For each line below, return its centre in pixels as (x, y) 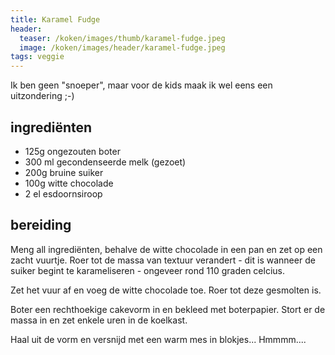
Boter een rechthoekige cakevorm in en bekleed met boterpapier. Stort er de (168, 309)
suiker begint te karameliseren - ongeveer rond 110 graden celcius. (148, 270)
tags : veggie (37, 57)
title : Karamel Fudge (55, 19)
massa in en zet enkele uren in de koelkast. (99, 320)
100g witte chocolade (69, 183)
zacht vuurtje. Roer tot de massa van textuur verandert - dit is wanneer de (163, 260)
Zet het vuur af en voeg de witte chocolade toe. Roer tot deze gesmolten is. (166, 290)
